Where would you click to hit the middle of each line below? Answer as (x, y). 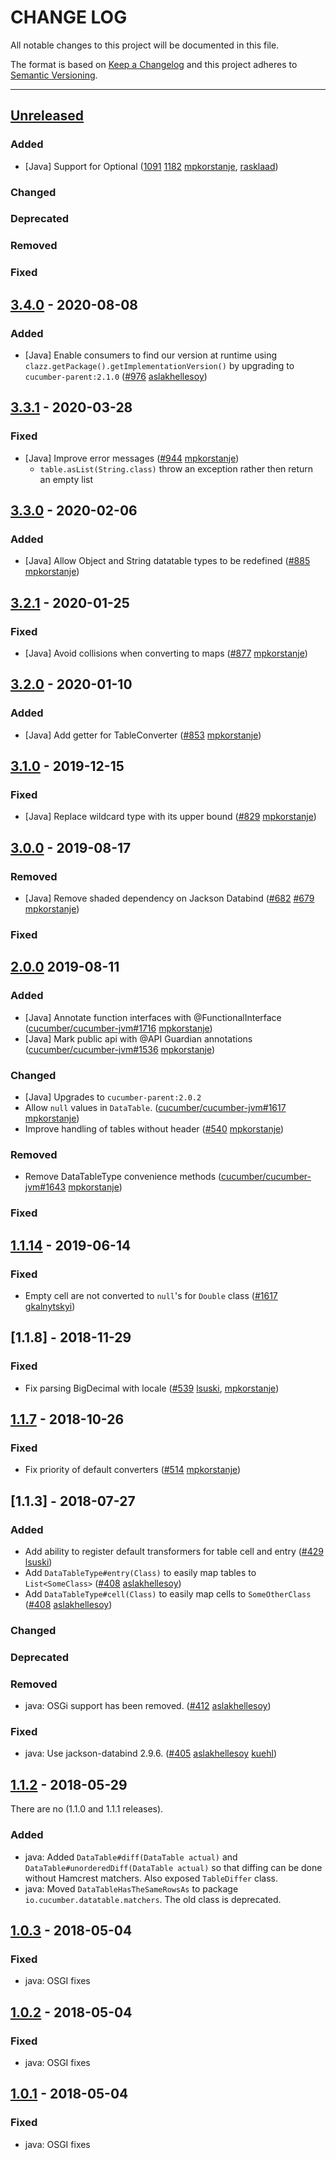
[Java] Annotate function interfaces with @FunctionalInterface (153, 1017)
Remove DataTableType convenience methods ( (123, 1177)
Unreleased (47, 116)
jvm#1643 (45, 1187)
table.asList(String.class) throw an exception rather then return (176, 468)
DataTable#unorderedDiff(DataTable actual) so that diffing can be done (173, 1867)
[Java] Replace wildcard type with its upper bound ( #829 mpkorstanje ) (170, 817)
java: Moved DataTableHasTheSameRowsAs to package (131, 1888)
